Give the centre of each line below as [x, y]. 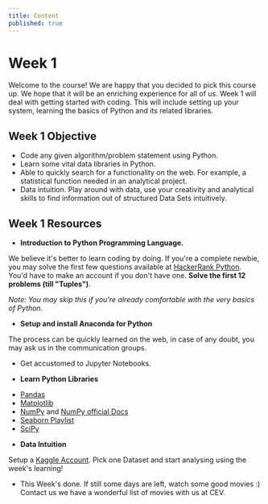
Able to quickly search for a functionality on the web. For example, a [133, 173]
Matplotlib [37, 404]
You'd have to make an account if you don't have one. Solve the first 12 [127, 276]
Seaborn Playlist [47, 420]
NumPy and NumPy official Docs [74, 412]
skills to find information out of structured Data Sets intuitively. [124, 199]
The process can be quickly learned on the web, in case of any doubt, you [132, 339]
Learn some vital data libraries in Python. [88, 164]
